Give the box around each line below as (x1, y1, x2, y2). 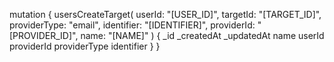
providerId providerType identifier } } (9, 40, 161, 52)
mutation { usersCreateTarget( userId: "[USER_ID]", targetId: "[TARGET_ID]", (9, 9, 322, 20)
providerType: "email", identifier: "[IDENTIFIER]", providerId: (9, 19, 256, 31)
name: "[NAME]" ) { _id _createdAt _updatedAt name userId (80, 30, 325, 41)
